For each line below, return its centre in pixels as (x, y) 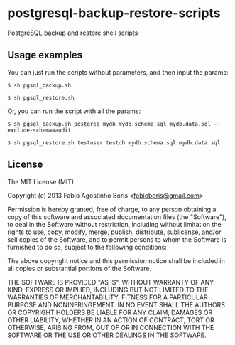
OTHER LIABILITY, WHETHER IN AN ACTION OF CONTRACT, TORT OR (111, 320)
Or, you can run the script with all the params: (74, 111)
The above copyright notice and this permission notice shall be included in (116, 260)
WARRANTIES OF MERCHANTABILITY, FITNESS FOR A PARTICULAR (108, 297)
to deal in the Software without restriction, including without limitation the (114, 224)
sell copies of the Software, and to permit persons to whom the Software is (117, 239)
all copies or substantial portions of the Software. (79, 268)
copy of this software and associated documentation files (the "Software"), (117, 217)
